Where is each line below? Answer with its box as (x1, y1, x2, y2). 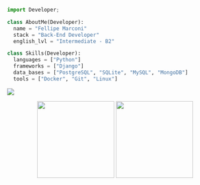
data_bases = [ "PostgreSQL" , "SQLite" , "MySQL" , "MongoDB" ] (13, 69, 188, 76)
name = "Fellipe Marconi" (13, 25, 88, 32)
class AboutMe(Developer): (7, 18, 84, 25)
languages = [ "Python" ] (13, 57, 81, 63)
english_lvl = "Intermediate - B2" (13, 38, 115, 44)
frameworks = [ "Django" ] (13, 63, 84, 70)
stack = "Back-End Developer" (13, 31, 99, 38)
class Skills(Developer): (7, 50, 81, 57)
